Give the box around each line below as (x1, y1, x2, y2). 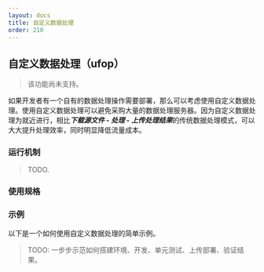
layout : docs (8, 11, 51, 20)
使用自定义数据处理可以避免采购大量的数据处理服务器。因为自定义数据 (21, 106, 249, 115)
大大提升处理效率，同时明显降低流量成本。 (8, 125, 146, 135)
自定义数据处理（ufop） (8, 56, 125, 71)
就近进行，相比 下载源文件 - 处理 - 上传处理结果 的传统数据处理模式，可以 (21, 115, 255, 125)
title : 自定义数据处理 (8, 19, 75, 27)
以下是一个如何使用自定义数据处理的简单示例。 (8, 228, 159, 238)
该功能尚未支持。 (27, 79, 83, 89)
